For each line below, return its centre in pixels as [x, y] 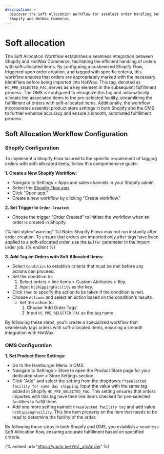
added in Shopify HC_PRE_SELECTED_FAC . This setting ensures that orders [84, 392]
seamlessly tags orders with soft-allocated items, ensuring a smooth [74, 327]
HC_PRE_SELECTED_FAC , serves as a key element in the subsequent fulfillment [81, 87]
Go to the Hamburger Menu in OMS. [48, 365]
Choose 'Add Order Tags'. [53, 308]
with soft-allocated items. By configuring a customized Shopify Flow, [74, 67]
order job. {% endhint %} [30, 247]
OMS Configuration [29, 345]
